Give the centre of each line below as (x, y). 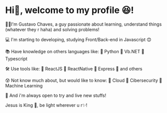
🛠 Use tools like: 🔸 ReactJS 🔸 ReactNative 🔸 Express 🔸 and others (74, 69)
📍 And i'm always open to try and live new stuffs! (56, 95)
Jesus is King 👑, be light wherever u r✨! (46, 105)
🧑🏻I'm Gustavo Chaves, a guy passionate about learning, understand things (83, 24)
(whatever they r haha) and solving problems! (52, 29)
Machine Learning (24, 85)
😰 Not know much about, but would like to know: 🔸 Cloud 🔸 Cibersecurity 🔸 (84, 80)
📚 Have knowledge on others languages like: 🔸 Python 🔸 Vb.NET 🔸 (75, 51)
